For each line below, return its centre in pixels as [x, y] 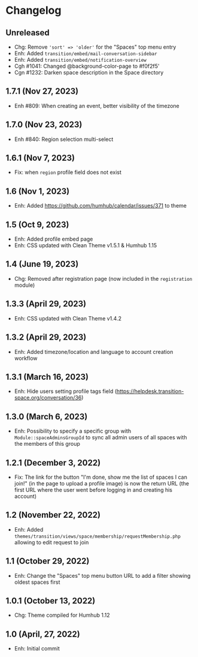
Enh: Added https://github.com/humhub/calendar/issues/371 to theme [100, 206]
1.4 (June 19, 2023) [42, 264]
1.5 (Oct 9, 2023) [37, 225]
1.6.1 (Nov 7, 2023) [40, 158]
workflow [26, 358]
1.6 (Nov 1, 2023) [38, 191]
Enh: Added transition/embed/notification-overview [80, 60]
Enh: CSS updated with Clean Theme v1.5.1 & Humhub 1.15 [85, 245]
